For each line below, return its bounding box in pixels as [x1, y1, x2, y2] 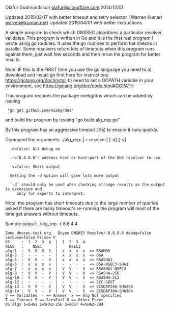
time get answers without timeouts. [5, 211, 79, 217]
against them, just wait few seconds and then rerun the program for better [5, 51, 161, 57]
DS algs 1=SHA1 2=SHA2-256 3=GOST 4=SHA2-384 [5, 302, 103, 307]
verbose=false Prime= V [5, 235, 56, 240]
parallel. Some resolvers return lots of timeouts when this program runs [5, 46, 155, 51]
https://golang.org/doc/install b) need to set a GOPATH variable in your [5, 77, 154, 83]
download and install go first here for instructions [5, 72, 108, 78]
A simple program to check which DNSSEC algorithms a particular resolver [5, 30, 162, 35]
